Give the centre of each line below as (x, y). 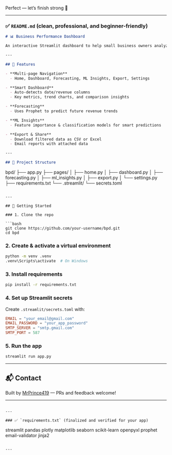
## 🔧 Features (20, 64)
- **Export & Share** (28, 134)
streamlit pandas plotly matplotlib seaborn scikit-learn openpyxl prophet (81, 430)
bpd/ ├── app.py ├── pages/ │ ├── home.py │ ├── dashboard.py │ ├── (84, 172)
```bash (14, 224)
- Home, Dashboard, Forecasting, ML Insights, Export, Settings (80, 78)
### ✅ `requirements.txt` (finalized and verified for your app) (77, 421)
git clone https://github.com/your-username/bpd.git (63, 229)
